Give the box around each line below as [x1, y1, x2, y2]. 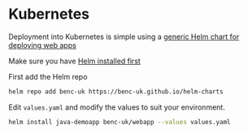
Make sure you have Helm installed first [8, 56, 141, 66]
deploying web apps [8, 40, 77, 50]
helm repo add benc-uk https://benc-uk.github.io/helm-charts [8, 87, 224, 96]
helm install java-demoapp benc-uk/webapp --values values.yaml [8, 118, 231, 126]
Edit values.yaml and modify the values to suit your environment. [8, 102, 225, 112]
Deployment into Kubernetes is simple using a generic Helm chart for [8, 32, 240, 41]
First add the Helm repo [8, 71, 88, 81]
